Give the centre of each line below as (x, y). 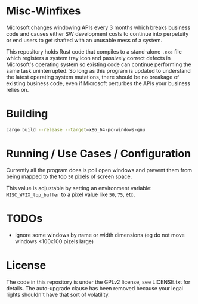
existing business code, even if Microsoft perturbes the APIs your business (98, 83)
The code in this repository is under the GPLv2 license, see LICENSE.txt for (98, 282)
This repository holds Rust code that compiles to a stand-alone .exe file (94, 51)
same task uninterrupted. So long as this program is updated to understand (98, 70)
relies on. (18, 89)
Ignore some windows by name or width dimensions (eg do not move (100, 235)
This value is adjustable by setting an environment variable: (79, 188)
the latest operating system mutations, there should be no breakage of (93, 77)
